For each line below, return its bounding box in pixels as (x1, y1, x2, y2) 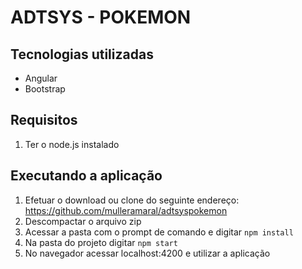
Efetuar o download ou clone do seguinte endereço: (24, 194, 240, 206)
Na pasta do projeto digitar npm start (24, 236, 178, 248)
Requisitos (10, 112, 78, 129)
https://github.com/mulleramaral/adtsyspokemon (24, 204, 228, 216)
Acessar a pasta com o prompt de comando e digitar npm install (24, 226, 294, 238)
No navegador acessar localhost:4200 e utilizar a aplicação (24, 247, 271, 259)
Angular (24, 72, 58, 84)
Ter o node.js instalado (24, 138, 120, 150)
